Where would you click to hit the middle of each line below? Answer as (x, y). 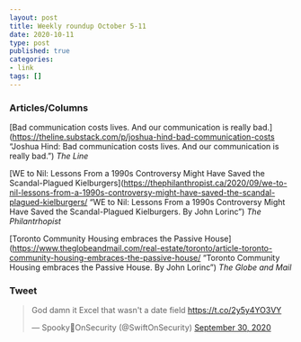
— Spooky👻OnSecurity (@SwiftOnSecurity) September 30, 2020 (151, 328)
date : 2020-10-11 (42, 34)
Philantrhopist (35, 221)
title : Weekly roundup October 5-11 (78, 26)
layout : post (34, 18)
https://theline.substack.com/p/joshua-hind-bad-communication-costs (144, 137)
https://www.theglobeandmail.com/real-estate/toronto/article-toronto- (142, 248)
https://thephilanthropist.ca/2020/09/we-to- (205, 183)
